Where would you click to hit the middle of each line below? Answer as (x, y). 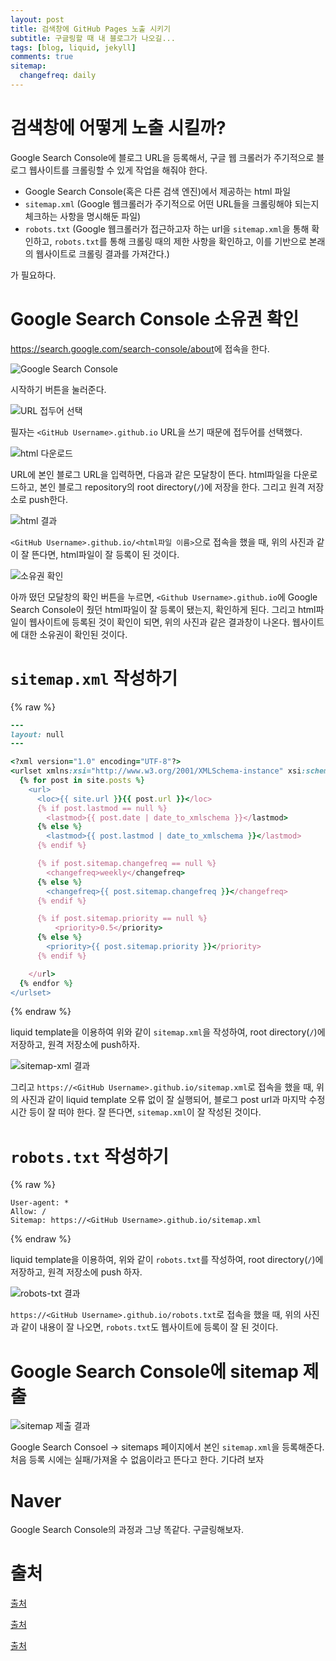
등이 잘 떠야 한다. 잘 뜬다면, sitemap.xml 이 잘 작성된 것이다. (145, 1112)
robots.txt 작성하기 (89, 1156)
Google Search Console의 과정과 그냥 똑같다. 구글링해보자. (127, 1530)
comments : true (42, 57)
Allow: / (28, 1212)
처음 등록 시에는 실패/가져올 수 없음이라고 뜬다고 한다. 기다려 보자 (137, 1460)
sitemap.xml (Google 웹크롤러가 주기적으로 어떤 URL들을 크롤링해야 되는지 (172, 203)
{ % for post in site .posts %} (82, 781)
